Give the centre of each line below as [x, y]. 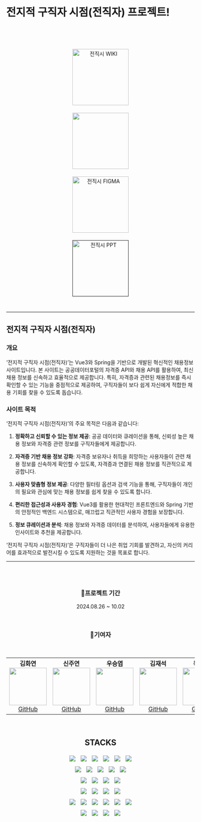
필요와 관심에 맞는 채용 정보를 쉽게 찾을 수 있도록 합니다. [87, 491]
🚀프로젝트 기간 [100, 593]
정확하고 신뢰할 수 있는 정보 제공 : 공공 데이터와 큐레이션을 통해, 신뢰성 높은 [101, 436]
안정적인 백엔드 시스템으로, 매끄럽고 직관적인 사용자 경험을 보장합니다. [103, 512]
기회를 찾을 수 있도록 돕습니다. [48, 392]
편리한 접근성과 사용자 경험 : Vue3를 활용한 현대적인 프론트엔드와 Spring [98, 504]
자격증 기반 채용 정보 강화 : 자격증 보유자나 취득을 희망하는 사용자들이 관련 [100, 456]
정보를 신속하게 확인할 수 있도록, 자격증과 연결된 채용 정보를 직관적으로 [103, 464]
